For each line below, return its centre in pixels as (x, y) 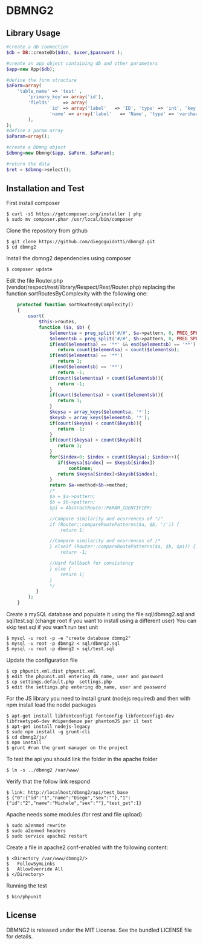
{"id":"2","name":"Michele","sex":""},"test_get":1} (74, 803)
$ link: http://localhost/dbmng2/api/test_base (67, 793)
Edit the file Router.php (35, 281)
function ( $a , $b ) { (64, 327)
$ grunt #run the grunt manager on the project (67, 748)
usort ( (36, 316)
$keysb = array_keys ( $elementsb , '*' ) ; (99, 417)
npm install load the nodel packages (51, 705)
